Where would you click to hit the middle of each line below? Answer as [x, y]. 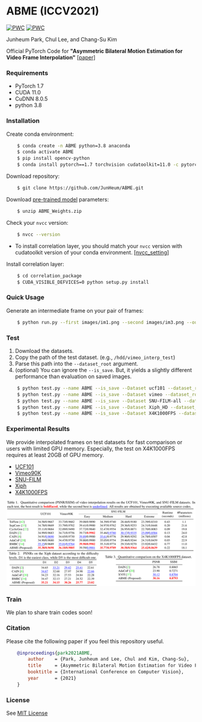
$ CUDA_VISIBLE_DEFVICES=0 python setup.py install [83, 282]
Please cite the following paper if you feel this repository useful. [85, 641]
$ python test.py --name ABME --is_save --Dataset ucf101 [91, 388]
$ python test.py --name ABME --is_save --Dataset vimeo [90, 394]
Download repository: [33, 176]
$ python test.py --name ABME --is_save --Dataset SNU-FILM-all [99, 401]
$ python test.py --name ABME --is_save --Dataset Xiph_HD [93, 407]
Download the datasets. [44, 350]
